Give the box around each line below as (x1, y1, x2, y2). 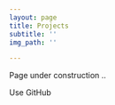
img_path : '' (9, 37, 57, 47)
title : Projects (9, 21, 69, 30)
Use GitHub (9, 87, 51, 98)
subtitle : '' (9, 29, 57, 38)
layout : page (9, 12, 57, 22)
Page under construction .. (9, 70, 106, 81)
